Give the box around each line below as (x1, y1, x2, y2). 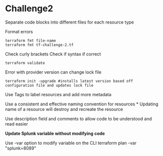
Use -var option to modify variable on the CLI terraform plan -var (5, 140, 137, 146)
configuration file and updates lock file (5, 83, 94, 88)
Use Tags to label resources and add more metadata (5, 91, 112, 97)
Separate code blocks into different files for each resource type (5, 19, 134, 25)
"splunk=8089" (5, 145, 36, 151)
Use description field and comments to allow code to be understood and (5, 116, 152, 122)
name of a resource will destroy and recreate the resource (5, 106, 123, 112)
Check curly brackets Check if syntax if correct (5, 51, 101, 57)
